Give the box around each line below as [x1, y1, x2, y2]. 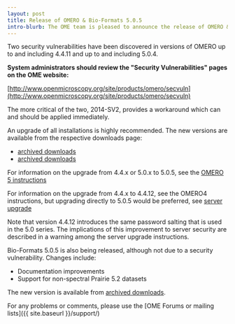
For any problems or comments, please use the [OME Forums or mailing [7, 302, 215, 310]
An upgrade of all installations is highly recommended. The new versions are [7, 127, 228, 135]
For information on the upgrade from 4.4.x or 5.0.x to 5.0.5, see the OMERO [7, 169, 224, 177]
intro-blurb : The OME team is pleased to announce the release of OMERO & [7, 23, 230, 30]
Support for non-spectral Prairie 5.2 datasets [17, 274, 147, 283]
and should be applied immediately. [7, 113, 110, 121]
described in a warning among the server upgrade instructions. [7, 232, 190, 241]
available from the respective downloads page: [7, 134, 143, 142]
